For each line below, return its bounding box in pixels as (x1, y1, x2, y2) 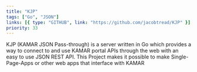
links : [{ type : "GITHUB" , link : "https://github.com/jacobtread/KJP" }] (6, 19, 191, 25)
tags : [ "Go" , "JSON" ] (6, 14, 59, 20)
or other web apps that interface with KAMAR (34, 60, 145, 67)
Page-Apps (6, 60, 34, 67)
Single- (171, 53, 189, 60)
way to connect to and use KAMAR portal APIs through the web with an (6, 47, 179, 54)
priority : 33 (6, 25, 38, 31)
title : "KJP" (6, 8, 38, 15)
